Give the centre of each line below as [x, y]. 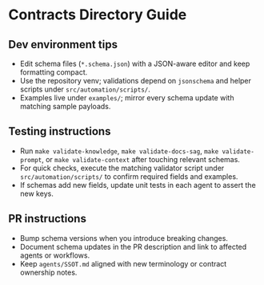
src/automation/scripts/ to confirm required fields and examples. [129, 176]
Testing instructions [60, 131]
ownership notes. [48, 272]
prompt [31, 160]
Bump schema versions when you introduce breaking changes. [124, 238]
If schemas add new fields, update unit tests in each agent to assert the [138, 185]
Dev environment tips [63, 45]
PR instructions [47, 219]
